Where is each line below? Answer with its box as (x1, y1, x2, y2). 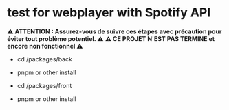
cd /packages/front (17, 81, 72, 90)
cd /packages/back (17, 55, 72, 63)
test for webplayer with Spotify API (7, 5, 211, 20)
